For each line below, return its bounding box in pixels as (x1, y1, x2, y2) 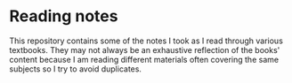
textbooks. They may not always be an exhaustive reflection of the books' (9, 44, 280, 55)
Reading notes (9, 6, 118, 26)
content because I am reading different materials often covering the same (9, 54, 279, 64)
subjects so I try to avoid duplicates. (9, 64, 142, 74)
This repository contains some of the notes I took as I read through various (9, 35, 283, 46)
